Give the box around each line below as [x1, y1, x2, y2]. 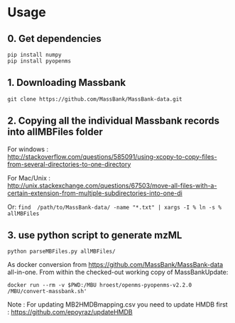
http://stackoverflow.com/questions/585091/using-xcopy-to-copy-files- [7, 152, 218, 160]
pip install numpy [7, 51, 62, 58]
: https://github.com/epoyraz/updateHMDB [7, 308, 133, 317]
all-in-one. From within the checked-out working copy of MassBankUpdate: [7, 268, 229, 277]
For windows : [7, 145, 48, 153]
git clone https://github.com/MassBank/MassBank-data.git [7, 95, 182, 103]
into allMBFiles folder [7, 126, 103, 138]
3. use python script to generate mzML [7, 229, 182, 241]
